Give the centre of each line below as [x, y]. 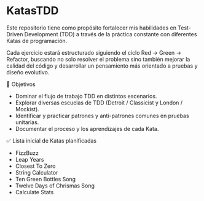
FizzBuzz [27, 153]
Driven [15, 34]
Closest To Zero [35, 166]
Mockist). [27, 109]
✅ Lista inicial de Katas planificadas [52, 140]
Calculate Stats [34, 192]
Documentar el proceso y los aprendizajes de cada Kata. [87, 128]
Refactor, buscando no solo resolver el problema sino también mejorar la [98, 59]
